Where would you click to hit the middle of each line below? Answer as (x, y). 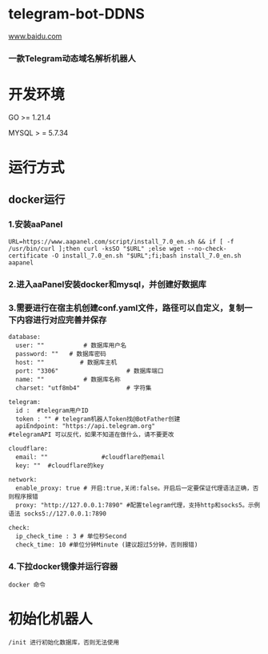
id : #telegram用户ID (52, 410)
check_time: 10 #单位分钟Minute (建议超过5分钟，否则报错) (107, 545)
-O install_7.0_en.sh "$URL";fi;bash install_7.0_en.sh (146, 256)
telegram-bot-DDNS (77, 14)
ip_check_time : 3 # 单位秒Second (71, 536)
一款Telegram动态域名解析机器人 (72, 59)
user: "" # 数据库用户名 (71, 345)
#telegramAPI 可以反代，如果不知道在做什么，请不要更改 (91, 434)
